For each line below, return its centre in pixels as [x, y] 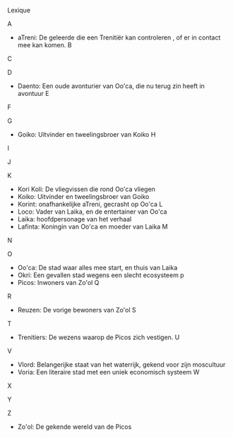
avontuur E [33, 93]
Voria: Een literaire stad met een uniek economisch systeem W [108, 372]
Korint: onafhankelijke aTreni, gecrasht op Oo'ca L [90, 204]
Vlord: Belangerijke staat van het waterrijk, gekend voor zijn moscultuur [121, 365]
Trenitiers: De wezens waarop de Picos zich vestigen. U [98, 337]
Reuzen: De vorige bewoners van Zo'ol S [77, 310]
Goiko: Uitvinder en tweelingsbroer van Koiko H [86, 134]
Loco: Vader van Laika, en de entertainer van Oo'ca [92, 212]
